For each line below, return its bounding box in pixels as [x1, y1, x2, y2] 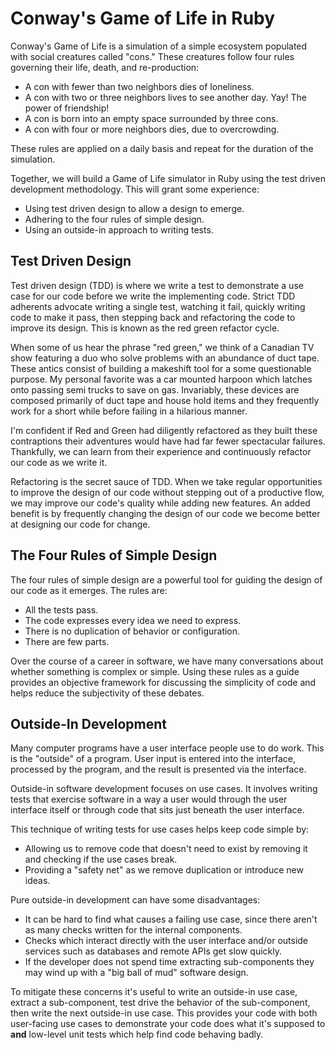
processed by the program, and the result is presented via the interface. [10, 763, 307, 776]
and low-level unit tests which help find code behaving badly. [10, 1028, 264, 1041]
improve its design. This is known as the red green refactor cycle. [10, 322, 280, 334]
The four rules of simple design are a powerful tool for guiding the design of [10, 573, 323, 586]
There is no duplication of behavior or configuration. [24, 625, 241, 637]
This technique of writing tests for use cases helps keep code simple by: [10, 823, 310, 836]
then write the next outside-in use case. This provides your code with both [10, 1007, 318, 1019]
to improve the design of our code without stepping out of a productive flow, [10, 486, 325, 498]
